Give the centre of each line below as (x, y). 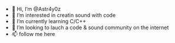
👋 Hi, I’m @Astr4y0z (36, 9)
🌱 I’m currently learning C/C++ (49, 21)
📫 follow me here (33, 34)
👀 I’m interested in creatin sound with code (64, 15)
